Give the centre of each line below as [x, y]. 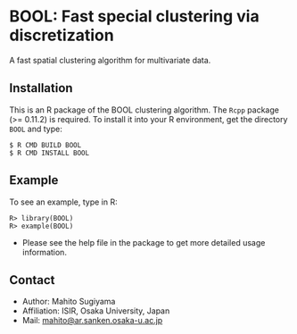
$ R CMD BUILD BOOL [45, 145]
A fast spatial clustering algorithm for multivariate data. [110, 60]
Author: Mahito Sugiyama [69, 302]
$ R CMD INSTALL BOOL [49, 153]
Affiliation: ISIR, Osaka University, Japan [96, 311]
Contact [32, 280]
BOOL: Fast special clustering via [135, 17]
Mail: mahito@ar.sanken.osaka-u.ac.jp [92, 321]
